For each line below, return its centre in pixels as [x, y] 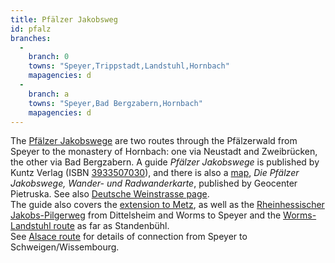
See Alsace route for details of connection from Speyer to [129, 237]
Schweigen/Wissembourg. [65, 247]
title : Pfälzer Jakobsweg [64, 19]
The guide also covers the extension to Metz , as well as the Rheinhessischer [167, 205]
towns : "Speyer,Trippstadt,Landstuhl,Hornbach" [129, 66]
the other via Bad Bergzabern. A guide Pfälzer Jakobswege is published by [165, 162]
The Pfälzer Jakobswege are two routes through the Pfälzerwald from [154, 141]
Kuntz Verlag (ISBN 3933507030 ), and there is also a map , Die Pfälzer [155, 173]
